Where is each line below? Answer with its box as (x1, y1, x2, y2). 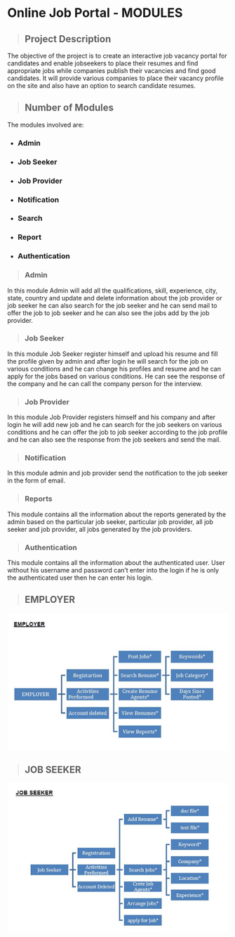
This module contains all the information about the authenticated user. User (7, 559, 226, 567)
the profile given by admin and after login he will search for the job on (7, 357, 208, 365)
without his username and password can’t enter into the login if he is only (7, 566, 220, 575)
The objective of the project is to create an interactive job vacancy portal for (7, 51, 227, 60)
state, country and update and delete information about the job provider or (7, 293, 222, 302)
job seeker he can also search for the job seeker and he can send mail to (7, 301, 217, 310)
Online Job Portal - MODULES (7, 5, 183, 21)
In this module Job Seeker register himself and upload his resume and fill (7, 350, 218, 358)
